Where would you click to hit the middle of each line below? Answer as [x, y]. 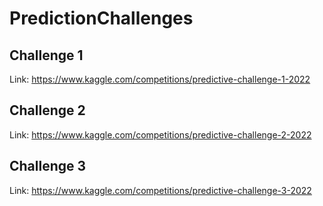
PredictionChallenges [101, 18]
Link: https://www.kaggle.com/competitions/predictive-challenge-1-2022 [160, 79]
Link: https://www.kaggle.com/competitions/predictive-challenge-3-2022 [160, 190]
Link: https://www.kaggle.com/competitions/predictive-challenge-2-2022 [160, 134]
